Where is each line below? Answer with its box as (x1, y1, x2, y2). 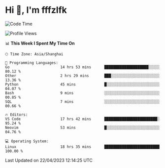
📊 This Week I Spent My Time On (5, 40, 75, 46)
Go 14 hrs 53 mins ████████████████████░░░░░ (5, 64, 160, 70)
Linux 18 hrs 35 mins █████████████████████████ (5, 144, 160, 149)
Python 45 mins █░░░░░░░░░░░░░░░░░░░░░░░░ (5, 82, 160, 87)
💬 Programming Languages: (5, 60, 58, 65)
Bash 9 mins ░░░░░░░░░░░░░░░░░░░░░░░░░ (5, 90, 160, 95)
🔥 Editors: (5, 112, 28, 117)
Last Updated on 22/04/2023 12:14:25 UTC (5, 157, 93, 163)
